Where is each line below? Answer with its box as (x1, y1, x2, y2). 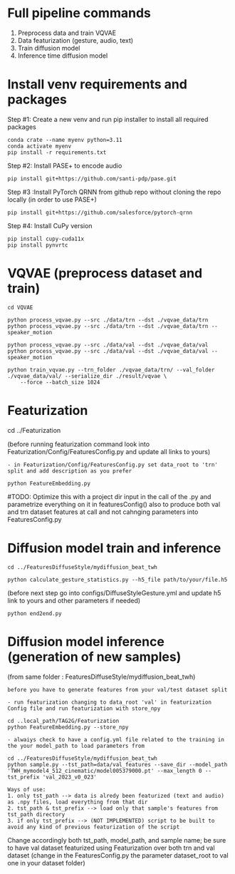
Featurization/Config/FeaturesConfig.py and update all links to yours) (7, 447, 211, 456)
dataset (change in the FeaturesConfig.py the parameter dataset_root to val (7, 850, 229, 860)
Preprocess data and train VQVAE (17, 29, 116, 37)
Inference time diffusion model (17, 51, 108, 60)
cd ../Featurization (7, 426, 61, 434)
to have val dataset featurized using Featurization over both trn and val (7, 843, 215, 852)
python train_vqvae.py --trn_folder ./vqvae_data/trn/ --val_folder (7, 366, 215, 374)
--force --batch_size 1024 (20, 379, 100, 386)
